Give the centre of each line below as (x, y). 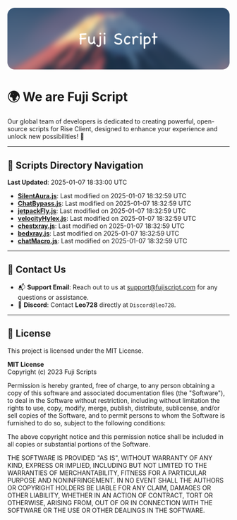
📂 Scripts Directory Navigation (75, 165)
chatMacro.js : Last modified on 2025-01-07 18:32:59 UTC (102, 241)
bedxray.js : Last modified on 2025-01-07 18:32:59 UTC (98, 234)
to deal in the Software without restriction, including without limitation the (114, 400)
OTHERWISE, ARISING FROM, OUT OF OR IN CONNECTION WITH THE (110, 502)
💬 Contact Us (37, 270)
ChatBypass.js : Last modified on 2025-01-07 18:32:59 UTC (104, 204)
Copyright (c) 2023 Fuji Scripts (52, 372)
